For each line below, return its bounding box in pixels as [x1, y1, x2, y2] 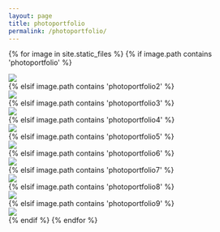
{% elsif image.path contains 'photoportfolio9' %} [8, 199, 175, 208]
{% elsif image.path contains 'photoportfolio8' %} [8, 182, 175, 191]
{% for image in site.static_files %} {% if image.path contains [8, 49, 213, 59]
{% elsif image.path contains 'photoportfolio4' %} [8, 115, 175, 125]
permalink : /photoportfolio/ [8, 27, 107, 35]
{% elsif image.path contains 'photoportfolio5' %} [8, 131, 175, 142]
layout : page [8, 11, 53, 20]
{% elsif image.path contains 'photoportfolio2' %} [8, 82, 175, 92]
